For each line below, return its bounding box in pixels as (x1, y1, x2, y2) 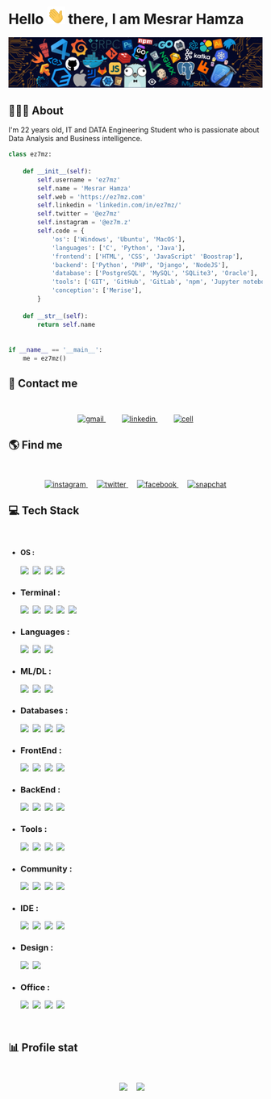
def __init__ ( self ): (23, 167, 92, 175)
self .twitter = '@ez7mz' (37, 210, 121, 218)
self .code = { (37, 227, 85, 235)
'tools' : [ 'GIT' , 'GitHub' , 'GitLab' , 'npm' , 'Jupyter (51, 278, 240, 286)
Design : (19, 942, 54, 954)
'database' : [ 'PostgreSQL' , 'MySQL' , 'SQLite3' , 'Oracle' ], (51, 270, 258, 278)
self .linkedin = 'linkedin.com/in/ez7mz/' (37, 201, 182, 210)
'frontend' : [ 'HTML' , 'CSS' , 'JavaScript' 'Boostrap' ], (51, 253, 244, 261)
